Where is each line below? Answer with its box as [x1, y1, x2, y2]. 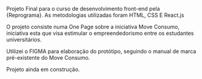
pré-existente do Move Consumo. [6, 54, 90, 61]
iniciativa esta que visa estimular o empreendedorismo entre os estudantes [6, 30, 194, 37]
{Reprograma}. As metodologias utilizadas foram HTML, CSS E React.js [6, 11, 184, 19]
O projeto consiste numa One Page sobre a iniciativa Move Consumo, [6, 24, 180, 30]
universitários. [6, 36, 42, 43]
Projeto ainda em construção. [6, 66, 80, 73]
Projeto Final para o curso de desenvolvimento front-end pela [6, 5, 160, 12]
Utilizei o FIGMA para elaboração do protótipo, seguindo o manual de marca [6, 48, 197, 55]
